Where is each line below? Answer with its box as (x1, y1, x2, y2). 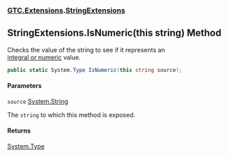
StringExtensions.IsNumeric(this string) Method (7, 27, 222, 39)
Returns (7, 126, 31, 135)
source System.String (7, 97, 68, 105)
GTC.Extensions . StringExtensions (7, 6, 126, 15)
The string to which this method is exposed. (7, 110, 136, 119)
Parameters (7, 82, 42, 90)
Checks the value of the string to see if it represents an (7, 45, 165, 54)
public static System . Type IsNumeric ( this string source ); (7, 66, 183, 73)
